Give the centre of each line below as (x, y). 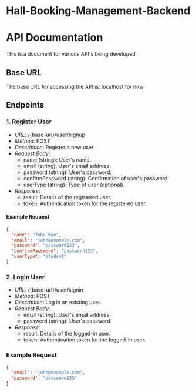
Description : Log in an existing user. (58, 302)
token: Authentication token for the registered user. (85, 203)
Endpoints (25, 105)
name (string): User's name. (57, 159)
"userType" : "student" (39, 257)
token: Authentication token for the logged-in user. (84, 340)
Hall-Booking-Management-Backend (98, 11)
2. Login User (26, 277)
